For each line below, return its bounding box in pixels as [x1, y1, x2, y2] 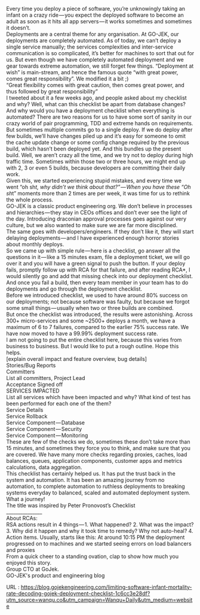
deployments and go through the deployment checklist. [6, 285, 142, 293]
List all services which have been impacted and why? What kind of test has [6, 394, 191, 400]
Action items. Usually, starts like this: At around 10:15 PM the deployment [6, 533, 185, 541]
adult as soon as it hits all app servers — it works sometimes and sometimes [6, 18, 192, 25]
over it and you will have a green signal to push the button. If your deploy [6, 260, 186, 267]
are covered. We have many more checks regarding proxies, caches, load [6, 451, 187, 458]
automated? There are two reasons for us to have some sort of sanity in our [6, 113, 192, 120]
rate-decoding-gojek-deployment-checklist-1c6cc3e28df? [6, 590, 150, 597]
